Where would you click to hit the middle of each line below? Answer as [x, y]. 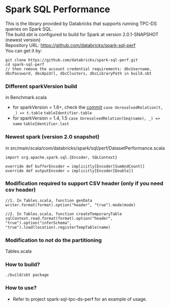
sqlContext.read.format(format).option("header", [59, 218]
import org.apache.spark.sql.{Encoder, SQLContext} [61, 157]
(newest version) [23, 40]
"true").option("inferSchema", [39, 223]
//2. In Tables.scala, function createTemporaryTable [64, 214]
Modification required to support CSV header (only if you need [84, 183]
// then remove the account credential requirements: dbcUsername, [79, 69]
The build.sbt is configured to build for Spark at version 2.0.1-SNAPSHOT [82, 34]
